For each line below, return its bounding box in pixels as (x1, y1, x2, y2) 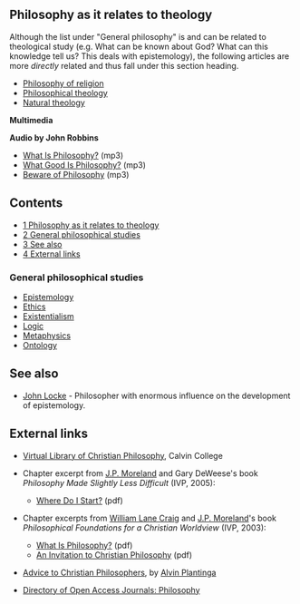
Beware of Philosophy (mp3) (22, 169, 130, 180)
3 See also (22, 239, 63, 249)
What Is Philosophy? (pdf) (35, 540, 133, 550)
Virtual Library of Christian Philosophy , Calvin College (22, 450, 224, 461)
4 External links (22, 248, 81, 259)
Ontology (22, 339, 57, 350)
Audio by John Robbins (9, 132, 100, 143)
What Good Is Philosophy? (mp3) (22, 159, 147, 170)
